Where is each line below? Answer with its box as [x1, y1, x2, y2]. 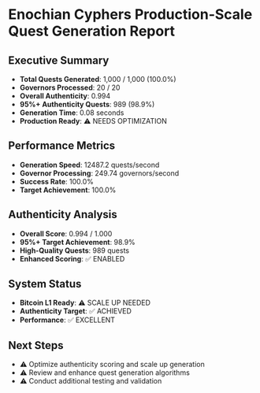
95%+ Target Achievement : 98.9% [19, 237, 136, 247]
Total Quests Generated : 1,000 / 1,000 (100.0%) [19, 75, 176, 83]
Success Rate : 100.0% [19, 176, 95, 186]
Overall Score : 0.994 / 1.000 [19, 228, 113, 238]
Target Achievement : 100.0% [19, 185, 117, 195]
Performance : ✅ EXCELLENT [19, 315, 116, 324]
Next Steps [8, 339, 64, 352]
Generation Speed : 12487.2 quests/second [19, 160, 160, 169]
